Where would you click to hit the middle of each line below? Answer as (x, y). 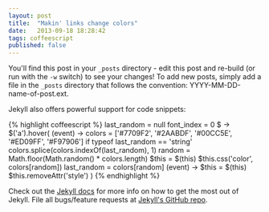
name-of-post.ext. (39, 94)
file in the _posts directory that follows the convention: (98, 86)
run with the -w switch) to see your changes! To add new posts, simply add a (135, 77)
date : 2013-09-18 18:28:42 (57, 30)
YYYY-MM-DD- (215, 86)
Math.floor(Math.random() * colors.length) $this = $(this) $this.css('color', (131, 159)
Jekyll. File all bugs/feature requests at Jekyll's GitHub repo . (108, 200)
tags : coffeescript (41, 38)
